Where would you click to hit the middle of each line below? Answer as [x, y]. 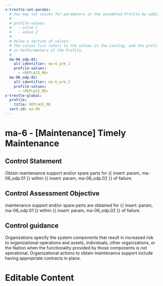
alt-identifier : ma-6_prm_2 [42, 82]
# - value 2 [24, 32]
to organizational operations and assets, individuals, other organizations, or [80, 242]
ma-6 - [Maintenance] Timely [65, 133]
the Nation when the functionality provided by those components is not [76, 248]
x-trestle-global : [24, 95]
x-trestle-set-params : [28, 9]
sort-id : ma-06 [25, 109]
